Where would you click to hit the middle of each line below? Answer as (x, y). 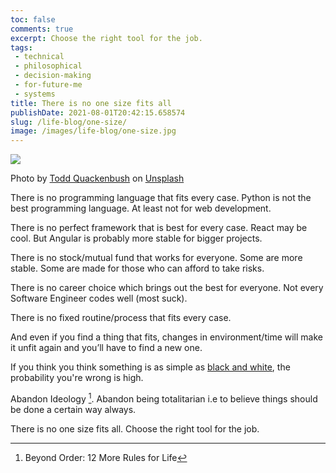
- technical (39, 57)
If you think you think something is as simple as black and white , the (150, 367)
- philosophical (48, 66)
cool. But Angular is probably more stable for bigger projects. (136, 238)
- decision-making (53, 76)
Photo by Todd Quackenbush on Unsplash (97, 178)
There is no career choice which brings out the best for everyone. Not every (167, 288)
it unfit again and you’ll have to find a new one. (106, 348)
